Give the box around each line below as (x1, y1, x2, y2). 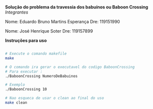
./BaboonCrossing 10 (5, 87, 48, 92)
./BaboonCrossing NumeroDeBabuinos (5, 73, 78, 78)
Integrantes (5, 9, 28, 15)
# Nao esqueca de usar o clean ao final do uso (5, 96, 104, 101)
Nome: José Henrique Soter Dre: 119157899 (5, 28, 93, 34)
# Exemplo (5, 82, 25, 87)
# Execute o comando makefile (5, 51, 67, 56)
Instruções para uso (5, 37, 47, 43)
